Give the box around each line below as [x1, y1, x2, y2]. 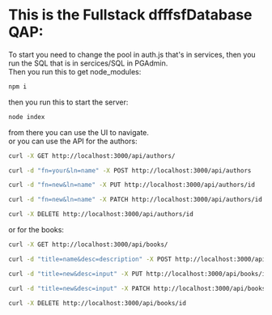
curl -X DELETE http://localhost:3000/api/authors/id [8, 211, 194, 219]
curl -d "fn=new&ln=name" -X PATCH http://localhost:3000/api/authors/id [8, 196, 263, 204]
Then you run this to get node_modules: [8, 66, 142, 76]
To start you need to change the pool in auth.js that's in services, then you [8, 49, 257, 59]
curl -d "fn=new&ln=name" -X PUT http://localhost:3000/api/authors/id [8, 181, 255, 189]
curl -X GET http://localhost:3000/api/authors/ [8, 151, 176, 160]
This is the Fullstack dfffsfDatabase [8, 6, 253, 24]
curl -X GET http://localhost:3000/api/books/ [8, 241, 168, 249]
